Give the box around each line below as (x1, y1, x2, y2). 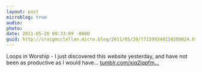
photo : (6, 25, 23, 32)
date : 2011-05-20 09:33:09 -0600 (6, 31, 90, 37)
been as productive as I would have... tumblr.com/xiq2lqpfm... (6, 59, 159, 66)
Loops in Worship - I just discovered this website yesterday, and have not (6, 53, 188, 60)
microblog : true (6, 14, 47, 20)
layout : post (6, 8, 39, 15)
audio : (6, 20, 23, 26)
